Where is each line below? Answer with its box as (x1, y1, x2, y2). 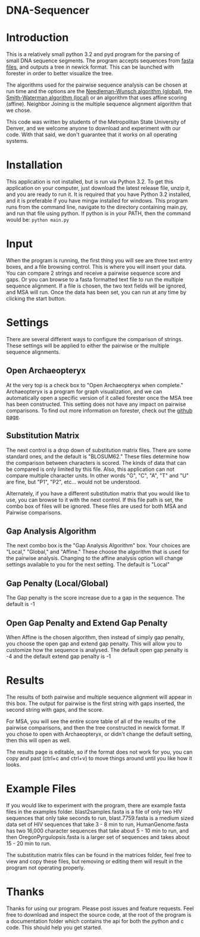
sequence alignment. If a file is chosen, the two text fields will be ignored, (6, 282, 187, 289)
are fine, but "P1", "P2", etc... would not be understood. (6, 478, 141, 485)
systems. (6, 137, 29, 145)
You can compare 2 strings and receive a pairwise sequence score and (6, 270, 181, 277)
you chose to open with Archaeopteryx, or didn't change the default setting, (6, 730, 192, 737)
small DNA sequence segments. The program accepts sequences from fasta (6, 57, 194, 65)
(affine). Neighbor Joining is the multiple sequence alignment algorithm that (6, 100, 192, 108)
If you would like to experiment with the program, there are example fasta (6, 801, 186, 809)
